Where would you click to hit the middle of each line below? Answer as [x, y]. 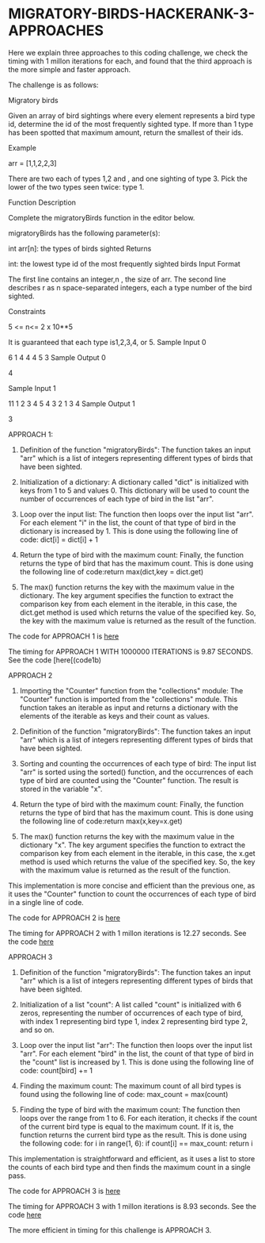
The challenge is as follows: [53, 85]
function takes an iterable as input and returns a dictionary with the [129, 708]
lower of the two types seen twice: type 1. [76, 186]
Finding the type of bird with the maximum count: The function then [130, 1109]
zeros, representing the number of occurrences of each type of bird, [131, 1013]
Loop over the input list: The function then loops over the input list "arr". [137, 514]
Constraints [27, 311]
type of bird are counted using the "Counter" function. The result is [129, 780]
